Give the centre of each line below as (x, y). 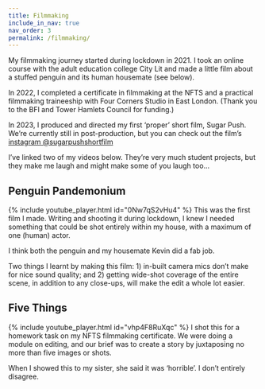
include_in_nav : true (44, 23)
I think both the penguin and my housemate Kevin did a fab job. (111, 251)
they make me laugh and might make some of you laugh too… (109, 166)
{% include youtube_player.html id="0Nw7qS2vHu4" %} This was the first (129, 210)
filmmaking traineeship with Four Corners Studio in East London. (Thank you (133, 101)
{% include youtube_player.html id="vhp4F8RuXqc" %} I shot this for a (124, 327)
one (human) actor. (39, 235)
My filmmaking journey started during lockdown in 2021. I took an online (126, 60)
